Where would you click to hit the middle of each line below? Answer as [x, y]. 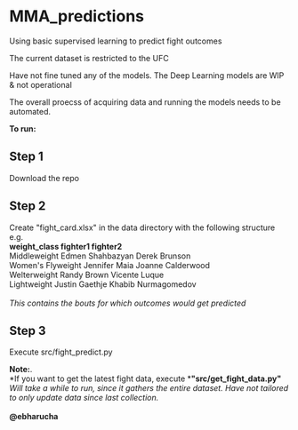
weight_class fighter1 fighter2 [66, 246]
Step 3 [28, 330]
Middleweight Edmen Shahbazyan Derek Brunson [100, 256]
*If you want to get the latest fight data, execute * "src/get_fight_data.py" [145, 378]
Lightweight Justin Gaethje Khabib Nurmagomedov [103, 284]
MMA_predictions [77, 16]
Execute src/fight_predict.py [61, 352]
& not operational [41, 84]
